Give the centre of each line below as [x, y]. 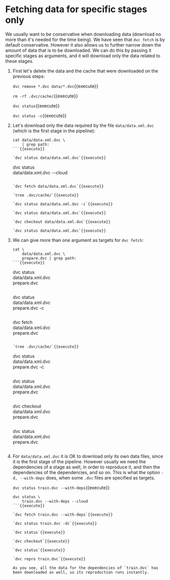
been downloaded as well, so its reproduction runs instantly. [81, 572]
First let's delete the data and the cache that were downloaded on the [85, 71]
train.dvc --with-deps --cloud [55, 501]
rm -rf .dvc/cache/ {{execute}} [45, 96]
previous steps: [29, 76]
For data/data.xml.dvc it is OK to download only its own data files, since [88, 456]
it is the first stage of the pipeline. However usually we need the [79, 461]
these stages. [20, 61]
